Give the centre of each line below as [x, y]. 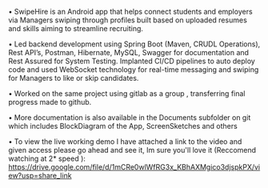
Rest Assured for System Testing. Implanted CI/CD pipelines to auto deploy [132, 61]
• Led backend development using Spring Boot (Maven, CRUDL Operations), [134, 44]
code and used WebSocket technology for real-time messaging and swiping [134, 70]
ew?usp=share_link [40, 176]
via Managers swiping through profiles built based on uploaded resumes [128, 20]
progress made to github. [50, 102]
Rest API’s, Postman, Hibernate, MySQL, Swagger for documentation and [129, 52]
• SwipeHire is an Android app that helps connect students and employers [131, 12]
